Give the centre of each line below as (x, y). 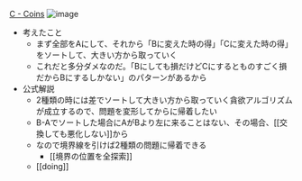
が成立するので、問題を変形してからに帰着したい (127, 111)
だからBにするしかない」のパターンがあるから (121, 77)
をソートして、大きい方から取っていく (106, 55)
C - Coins (27, 14)
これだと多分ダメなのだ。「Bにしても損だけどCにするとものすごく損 (161, 66)
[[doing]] (52, 166)
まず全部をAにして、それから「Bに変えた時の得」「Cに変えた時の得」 (164, 44)
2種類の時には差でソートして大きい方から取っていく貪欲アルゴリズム (164, 100)
